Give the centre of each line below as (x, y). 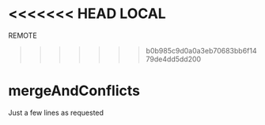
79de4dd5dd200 (174, 59)
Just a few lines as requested (56, 112)
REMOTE (23, 35)
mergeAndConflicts (74, 91)
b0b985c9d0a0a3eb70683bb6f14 (201, 50)
